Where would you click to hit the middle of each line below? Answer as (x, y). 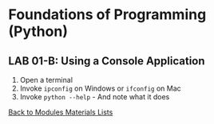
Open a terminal (46, 80)
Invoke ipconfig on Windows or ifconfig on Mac (100, 88)
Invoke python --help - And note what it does (95, 97)
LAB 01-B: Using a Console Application (107, 61)
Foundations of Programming (107, 15)
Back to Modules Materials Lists (61, 112)
